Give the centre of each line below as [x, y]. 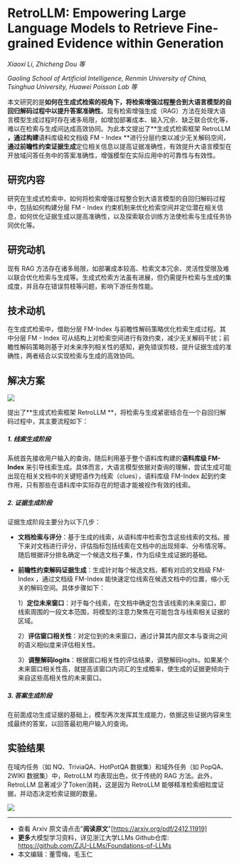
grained [31, 43]
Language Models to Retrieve [96, 28]
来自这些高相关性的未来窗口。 [61, 678]
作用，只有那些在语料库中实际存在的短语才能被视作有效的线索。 [101, 485]
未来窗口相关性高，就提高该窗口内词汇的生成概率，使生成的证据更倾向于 [123, 669]
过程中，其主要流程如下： [51, 421]
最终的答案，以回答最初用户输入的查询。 [73, 724]
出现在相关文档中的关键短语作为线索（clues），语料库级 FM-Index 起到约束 [117, 476]
